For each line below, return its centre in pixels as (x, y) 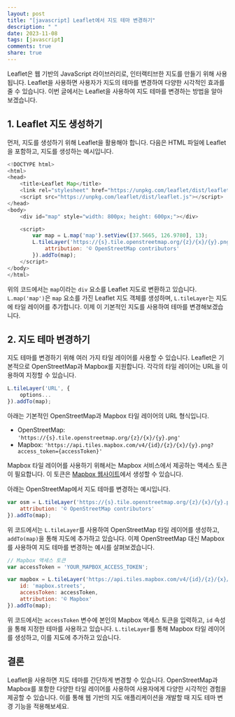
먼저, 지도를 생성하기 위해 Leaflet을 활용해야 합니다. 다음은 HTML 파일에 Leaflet (117, 142)
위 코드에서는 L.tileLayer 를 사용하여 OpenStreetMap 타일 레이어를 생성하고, (114, 529)
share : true (24, 53)
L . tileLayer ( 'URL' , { (39, 389)
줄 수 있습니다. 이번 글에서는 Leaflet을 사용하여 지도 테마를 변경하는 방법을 (108, 91)
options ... (36, 395)
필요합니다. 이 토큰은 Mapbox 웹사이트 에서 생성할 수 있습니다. (99, 474)
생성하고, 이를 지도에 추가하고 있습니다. (67, 637)
